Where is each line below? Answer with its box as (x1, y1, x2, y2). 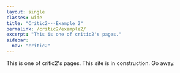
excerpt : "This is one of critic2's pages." (6, 32, 122, 38)
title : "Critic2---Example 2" (6, 20, 84, 26)
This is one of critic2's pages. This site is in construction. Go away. (6, 59, 176, 67)
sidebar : (6, 37, 29, 43)
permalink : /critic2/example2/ (6, 26, 86, 32)
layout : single (6, 9, 45, 15)
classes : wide (6, 15, 43, 21)
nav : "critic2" (12, 43, 51, 49)
